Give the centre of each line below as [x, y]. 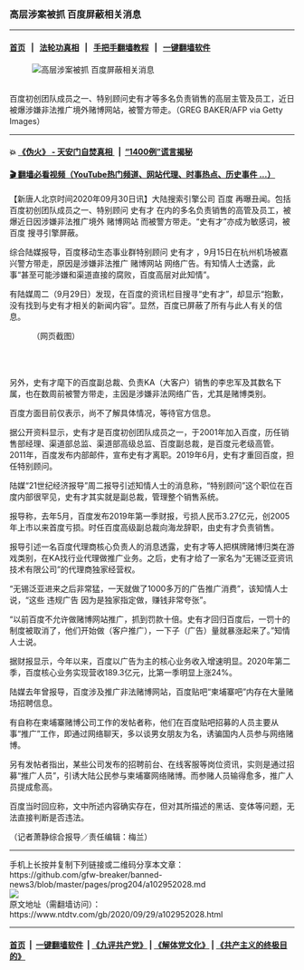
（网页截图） [56, 336]
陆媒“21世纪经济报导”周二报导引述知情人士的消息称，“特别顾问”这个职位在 [147, 486]
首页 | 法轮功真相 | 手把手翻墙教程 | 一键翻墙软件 [110, 47]
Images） [27, 121]
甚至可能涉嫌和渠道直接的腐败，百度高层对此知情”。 [118, 275]
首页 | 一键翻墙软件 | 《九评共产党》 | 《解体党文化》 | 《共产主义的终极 [145, 945]
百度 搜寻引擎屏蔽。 [46, 233]
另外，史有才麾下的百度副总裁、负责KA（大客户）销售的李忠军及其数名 [142, 383]
